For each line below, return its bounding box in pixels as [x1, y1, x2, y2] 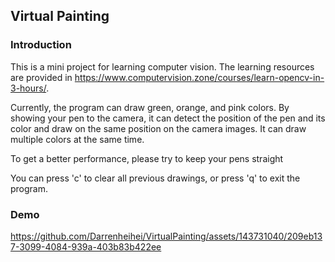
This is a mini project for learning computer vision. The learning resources [10, 60, 315, 73]
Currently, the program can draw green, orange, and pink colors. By [10, 101, 290, 113]
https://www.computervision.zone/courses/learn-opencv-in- [74, 71, 325, 83]
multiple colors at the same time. [10, 133, 145, 145]
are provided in [10, 71, 73, 83]
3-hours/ [10, 82, 47, 94]
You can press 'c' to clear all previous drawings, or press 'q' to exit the [10, 172, 301, 184]
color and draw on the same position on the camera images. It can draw [10, 122, 307, 134]
